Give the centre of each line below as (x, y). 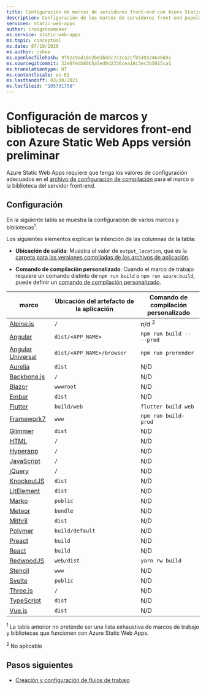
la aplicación (95, 309)
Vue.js (18, 610)
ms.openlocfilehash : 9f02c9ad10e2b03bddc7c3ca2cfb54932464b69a (89, 58)
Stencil (19, 570)
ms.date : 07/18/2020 (33, 47)
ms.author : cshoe (29, 52)
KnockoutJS (27, 481)
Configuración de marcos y (77, 117)
